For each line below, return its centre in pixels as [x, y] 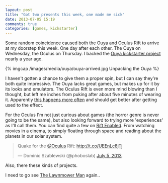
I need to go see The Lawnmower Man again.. [53, 175]
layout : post [19, 10]
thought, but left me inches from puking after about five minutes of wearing [83, 95]
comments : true [21, 24]
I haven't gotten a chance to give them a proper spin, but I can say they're [82, 78]
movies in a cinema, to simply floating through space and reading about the [83, 131]
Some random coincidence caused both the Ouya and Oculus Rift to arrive [82, 43]
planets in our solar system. [34, 136]
